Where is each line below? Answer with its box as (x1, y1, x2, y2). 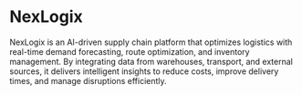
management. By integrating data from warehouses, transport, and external (9, 56, 294, 67)
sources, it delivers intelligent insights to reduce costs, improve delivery (9, 66, 279, 77)
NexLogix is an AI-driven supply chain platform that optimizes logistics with (9, 37, 293, 47)
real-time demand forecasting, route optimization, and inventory (9, 46, 250, 57)
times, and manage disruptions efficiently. (9, 75, 167, 86)
